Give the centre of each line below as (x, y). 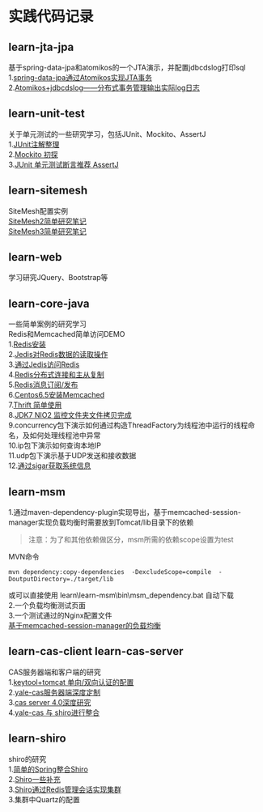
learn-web (35, 257)
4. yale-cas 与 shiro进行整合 (54, 712)
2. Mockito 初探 (33, 154)
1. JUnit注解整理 (34, 144)
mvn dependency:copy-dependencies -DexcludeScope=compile (110, 572)
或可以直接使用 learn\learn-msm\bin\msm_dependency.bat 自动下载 (121, 595)
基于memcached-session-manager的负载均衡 (85, 626)
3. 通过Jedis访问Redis (44, 364)
